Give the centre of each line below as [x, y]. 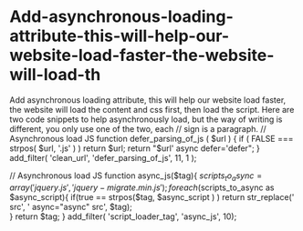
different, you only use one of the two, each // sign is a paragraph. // [138, 128]
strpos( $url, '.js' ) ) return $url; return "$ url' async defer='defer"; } [135, 148]
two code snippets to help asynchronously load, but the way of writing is [146, 119]
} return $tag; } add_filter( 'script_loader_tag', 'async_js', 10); [123, 216]
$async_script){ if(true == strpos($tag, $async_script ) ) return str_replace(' [152, 196]
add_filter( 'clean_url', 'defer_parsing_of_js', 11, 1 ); [103, 157]
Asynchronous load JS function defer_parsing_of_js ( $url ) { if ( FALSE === [151, 138]
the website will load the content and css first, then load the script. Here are [152, 109]
